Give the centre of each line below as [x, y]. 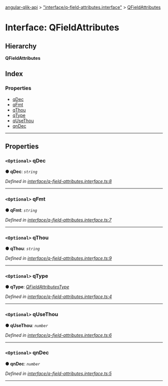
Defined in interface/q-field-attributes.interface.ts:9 [58, 258]
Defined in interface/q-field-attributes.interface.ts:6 [58, 335]
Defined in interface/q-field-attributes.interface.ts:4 [59, 297]
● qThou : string [22, 248]
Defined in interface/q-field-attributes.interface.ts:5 [58, 373]
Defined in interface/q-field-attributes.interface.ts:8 [58, 181]
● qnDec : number [23, 363]
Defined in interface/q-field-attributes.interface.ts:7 [58, 220]
